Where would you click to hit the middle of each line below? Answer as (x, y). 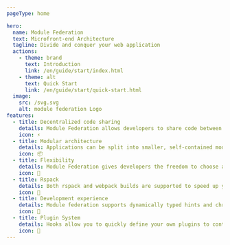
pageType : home (28, 13)
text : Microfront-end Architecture (64, 39)
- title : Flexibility (44, 160)
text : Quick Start (51, 83)
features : (21, 116)
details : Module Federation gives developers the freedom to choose (119, 167)
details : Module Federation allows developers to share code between (120, 128)
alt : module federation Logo (60, 109)
